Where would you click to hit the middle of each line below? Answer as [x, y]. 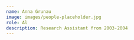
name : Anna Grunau [29, 11]
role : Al [17, 22]
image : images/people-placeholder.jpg [54, 17]
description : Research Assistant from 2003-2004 [67, 28]
